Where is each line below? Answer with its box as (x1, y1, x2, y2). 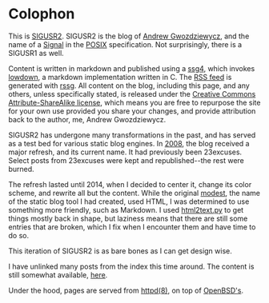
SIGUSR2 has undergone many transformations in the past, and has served (8, 130, 256, 140)
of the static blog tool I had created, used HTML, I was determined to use (8, 197, 250, 206)
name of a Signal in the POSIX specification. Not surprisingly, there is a (8, 39, 243, 49)
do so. (8, 230, 30, 240)
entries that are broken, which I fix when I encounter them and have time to (8, 221, 256, 232)
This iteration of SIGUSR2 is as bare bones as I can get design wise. (8, 245, 232, 256)
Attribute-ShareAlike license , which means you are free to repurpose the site (8, 98, 261, 107)
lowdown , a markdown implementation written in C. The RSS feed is (8, 72, 232, 82)
